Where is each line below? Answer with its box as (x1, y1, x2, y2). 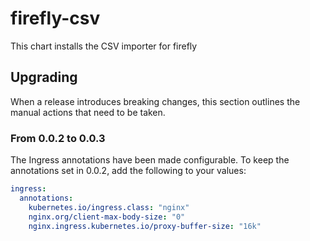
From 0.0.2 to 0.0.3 (10, 131, 106, 145)
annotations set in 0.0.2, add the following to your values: (10, 165, 247, 177)
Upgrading (10, 69, 78, 86)
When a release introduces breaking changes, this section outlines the (10, 95, 301, 107)
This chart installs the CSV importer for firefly (10, 40, 198, 52)
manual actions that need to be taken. (10, 106, 166, 118)
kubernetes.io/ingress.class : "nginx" (28, 202, 190, 212)
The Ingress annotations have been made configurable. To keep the (10, 154, 290, 166)
